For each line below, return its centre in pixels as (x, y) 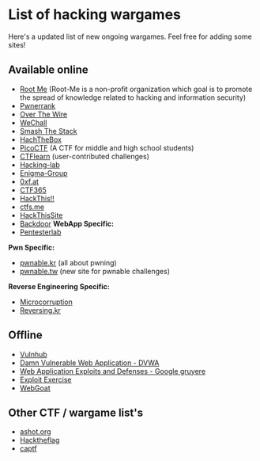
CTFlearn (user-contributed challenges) (85, 156)
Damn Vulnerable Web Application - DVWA (89, 363)
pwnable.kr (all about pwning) (68, 262)
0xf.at (29, 181)
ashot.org (35, 432)
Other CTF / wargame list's (76, 412)
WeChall (33, 122)
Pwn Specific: (32, 247)
